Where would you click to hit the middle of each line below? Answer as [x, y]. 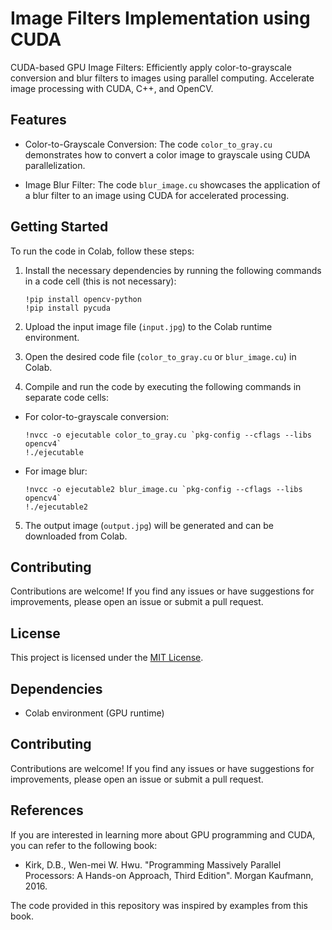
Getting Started [59, 227]
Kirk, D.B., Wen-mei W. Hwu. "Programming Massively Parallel [153, 864]
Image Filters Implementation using [160, 18]
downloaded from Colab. [76, 536]
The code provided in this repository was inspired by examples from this [159, 905]
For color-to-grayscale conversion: [96, 416]
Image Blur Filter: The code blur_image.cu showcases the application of [172, 184]
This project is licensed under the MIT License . [107, 658]
